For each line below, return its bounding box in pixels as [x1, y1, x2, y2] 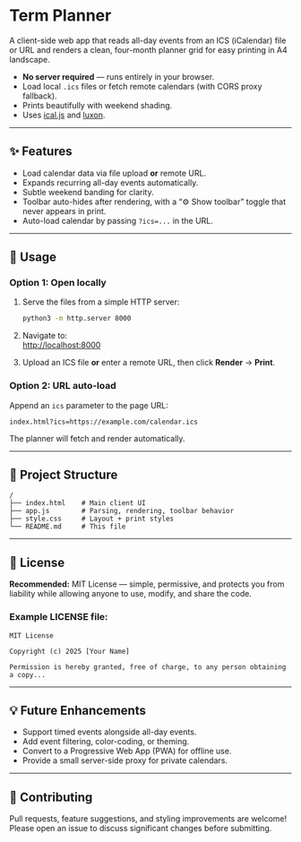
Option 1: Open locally [9, 277, 107, 289]
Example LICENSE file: [9, 611, 108, 623]
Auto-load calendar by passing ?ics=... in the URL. [21, 215, 213, 226]
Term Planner [9, 5, 112, 26]
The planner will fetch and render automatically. [9, 433, 185, 443]
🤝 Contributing [9, 789, 93, 804]
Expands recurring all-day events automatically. [21, 176, 199, 188]
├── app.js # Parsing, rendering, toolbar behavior [9, 507, 235, 516]
